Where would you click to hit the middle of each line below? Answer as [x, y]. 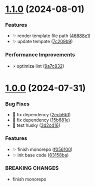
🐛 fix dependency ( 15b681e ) [41, 120]
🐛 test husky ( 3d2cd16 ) [36, 125]
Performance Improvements [40, 55]
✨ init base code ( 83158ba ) [40, 155]
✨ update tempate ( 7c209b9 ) [42, 42]
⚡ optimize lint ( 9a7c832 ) [38, 66]
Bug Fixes [17, 104]
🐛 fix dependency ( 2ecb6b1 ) [41, 115]
